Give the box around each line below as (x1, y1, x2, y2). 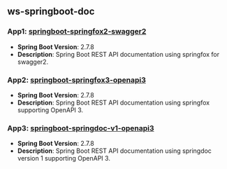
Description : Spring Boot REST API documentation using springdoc (17, 147, 212, 155)
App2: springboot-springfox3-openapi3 (7, 75, 147, 85)
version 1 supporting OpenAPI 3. (17, 154, 110, 163)
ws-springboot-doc (7, 6, 95, 18)
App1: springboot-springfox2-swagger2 (7, 27, 147, 36)
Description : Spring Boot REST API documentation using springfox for (17, 50, 220, 58)
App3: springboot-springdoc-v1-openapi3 (7, 123, 155, 133)
